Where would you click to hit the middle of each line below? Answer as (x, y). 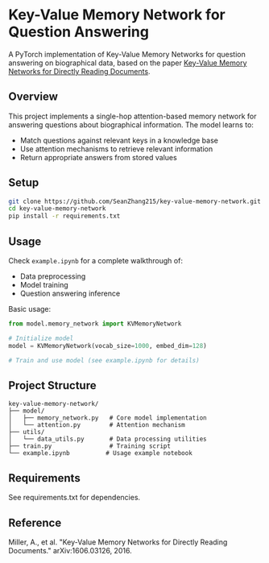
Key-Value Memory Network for (117, 15)
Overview (33, 97)
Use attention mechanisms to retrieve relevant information (116, 149)
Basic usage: (30, 309)
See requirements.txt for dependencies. (74, 498)
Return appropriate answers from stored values (98, 157)
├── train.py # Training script (90, 446)
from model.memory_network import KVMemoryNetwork (95, 324)
